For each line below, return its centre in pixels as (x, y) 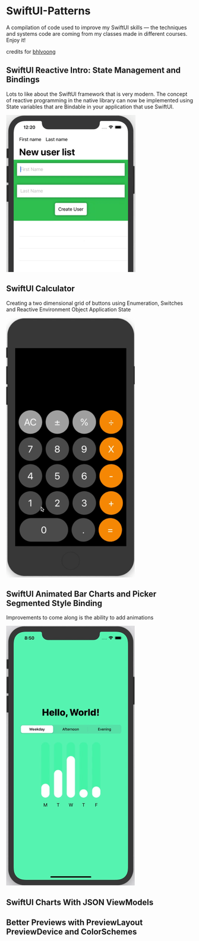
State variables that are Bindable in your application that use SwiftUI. (90, 107)
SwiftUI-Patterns (48, 11)
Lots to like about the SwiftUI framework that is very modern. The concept (97, 94)
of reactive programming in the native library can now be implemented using (100, 100)
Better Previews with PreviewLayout (75, 923)
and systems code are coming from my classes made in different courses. (97, 33)
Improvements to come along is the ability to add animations (80, 618)
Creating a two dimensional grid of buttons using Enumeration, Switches (94, 303)
